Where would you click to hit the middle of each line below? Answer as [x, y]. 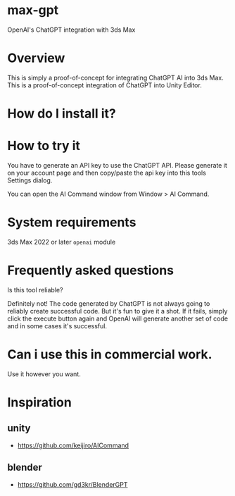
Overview [36, 58]
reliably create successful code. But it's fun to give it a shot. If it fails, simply [118, 311]
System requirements [72, 222]
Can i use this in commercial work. [110, 355]
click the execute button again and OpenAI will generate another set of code [118, 318]
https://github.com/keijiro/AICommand [73, 445]
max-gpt [33, 10]
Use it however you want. [44, 374]
